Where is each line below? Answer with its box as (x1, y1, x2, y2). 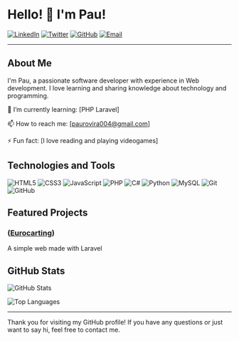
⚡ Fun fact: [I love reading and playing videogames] (7, 136, 159, 145)
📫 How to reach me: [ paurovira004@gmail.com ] (7, 119, 151, 127)
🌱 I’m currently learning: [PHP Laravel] (7, 105, 119, 113)
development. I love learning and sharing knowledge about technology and (7, 83, 227, 92)
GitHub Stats (7, 265, 65, 277)
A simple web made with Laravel (7, 244, 102, 253)
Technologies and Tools (7, 159, 116, 172)
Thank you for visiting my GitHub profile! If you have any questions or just (7, 318, 223, 327)
